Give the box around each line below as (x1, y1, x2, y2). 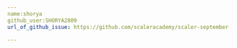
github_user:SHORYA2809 (7, 17, 78, 24)
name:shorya (7, 10, 42, 18)
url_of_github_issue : (7, 23, 71, 30)
